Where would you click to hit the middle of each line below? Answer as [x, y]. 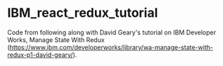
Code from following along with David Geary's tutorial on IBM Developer [112, 32]
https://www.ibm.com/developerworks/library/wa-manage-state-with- [111, 47]
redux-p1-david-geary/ [40, 55]
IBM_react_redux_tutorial [83, 13]
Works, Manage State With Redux [56, 39]
